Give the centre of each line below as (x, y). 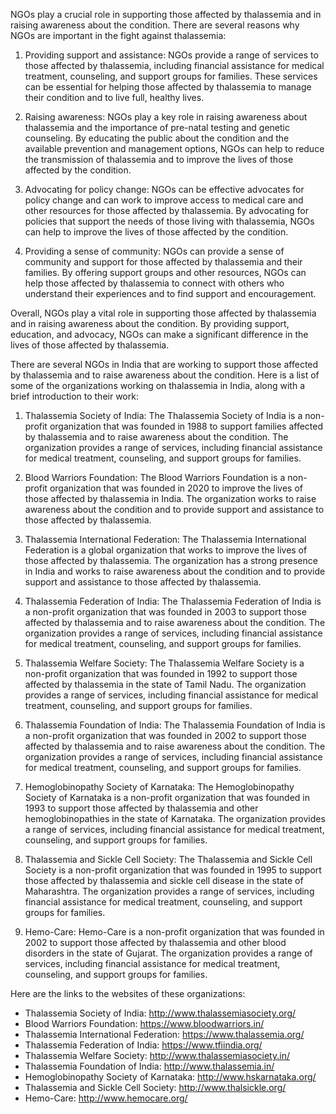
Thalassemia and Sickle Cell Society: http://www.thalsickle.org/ (155, 1087)
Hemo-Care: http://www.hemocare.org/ (106, 1098)
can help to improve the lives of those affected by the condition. (156, 232)
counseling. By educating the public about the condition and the (157, 138)
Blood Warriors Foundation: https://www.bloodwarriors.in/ (144, 1023)
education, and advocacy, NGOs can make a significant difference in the (159, 334)
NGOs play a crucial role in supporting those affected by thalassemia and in (166, 14)
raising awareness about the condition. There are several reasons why (155, 25)
